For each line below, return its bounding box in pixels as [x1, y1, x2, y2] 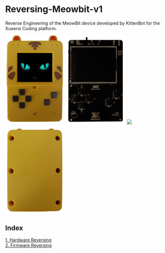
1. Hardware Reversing [5, 237, 52, 243]
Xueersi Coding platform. [5, 25, 57, 31]
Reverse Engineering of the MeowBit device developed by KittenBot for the [5, 20, 160, 26]
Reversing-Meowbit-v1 [5, 4, 103, 15]
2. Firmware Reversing [5, 242, 52, 248]
